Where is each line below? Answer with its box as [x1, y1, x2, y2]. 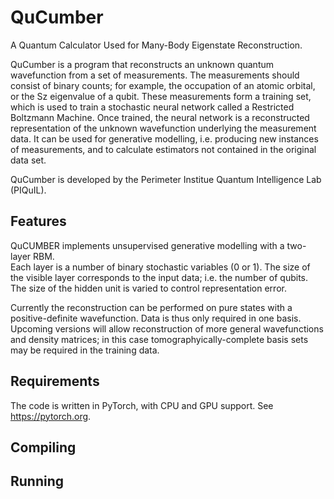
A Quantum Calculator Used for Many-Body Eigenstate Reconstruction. [10, 39, 303, 51]
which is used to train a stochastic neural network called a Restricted [10, 101, 295, 113]
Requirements [10, 373, 100, 390]
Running [10, 473, 65, 490]
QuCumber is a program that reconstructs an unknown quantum [10, 58, 275, 70]
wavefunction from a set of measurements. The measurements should [10, 69, 300, 81]
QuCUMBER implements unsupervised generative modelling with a [10, 239, 285, 251]
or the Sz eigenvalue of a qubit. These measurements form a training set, [10, 90, 312, 102]
